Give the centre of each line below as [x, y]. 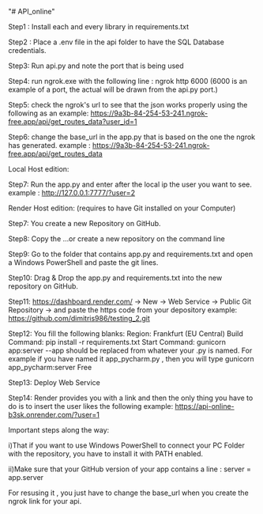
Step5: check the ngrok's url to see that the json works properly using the [128, 105]
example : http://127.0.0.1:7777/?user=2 [72, 193]
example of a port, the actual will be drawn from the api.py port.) [113, 89]
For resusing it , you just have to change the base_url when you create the [128, 493]
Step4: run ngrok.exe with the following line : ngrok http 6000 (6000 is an [128, 81]
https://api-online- [205, 406]
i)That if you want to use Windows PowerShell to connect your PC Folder [126, 445]
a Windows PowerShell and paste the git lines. [83, 263]
